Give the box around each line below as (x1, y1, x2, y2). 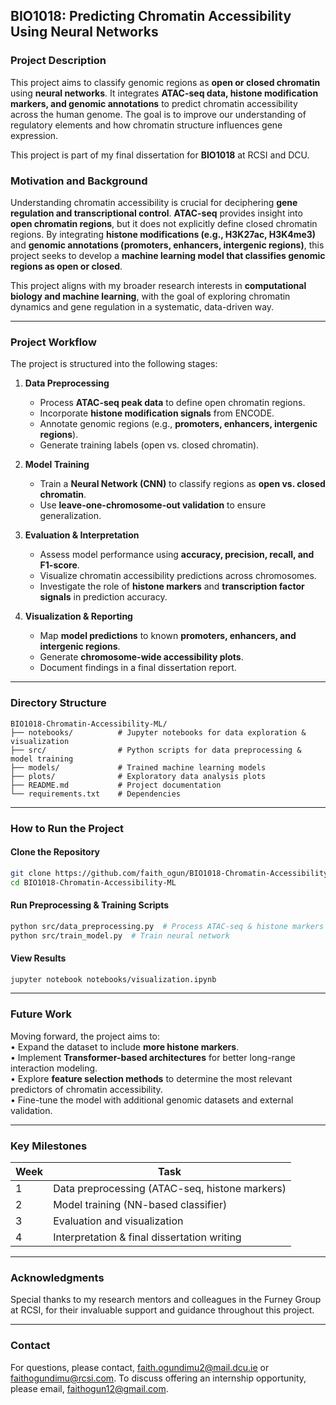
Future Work (10, 1007, 72, 1021)
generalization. (39, 510, 102, 522)
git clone (10, 868, 52, 878)
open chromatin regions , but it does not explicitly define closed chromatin (10, 217, 318, 229)
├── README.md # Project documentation (10, 780, 222, 790)
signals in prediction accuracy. (39, 591, 168, 603)
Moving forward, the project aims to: (10, 1030, 161, 1042)
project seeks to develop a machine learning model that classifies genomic (10, 249, 326, 261)
